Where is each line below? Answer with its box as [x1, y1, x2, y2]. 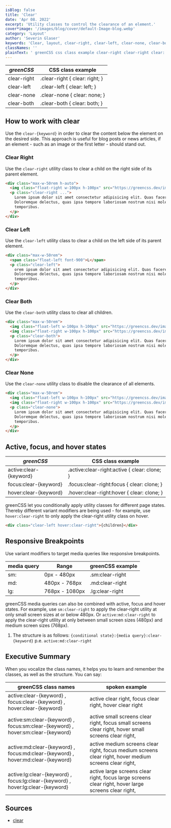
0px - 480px [44, 571, 75, 578]
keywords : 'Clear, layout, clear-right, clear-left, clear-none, [5, 41, 147, 46]
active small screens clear [90, 713, 152, 720]
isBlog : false [5, 7, 36, 13]
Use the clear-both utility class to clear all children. [5, 309, 113, 316]
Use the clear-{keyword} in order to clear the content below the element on [5, 130, 163, 136]
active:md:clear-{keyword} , [8, 744, 75, 751]
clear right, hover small [90, 726, 145, 733]
